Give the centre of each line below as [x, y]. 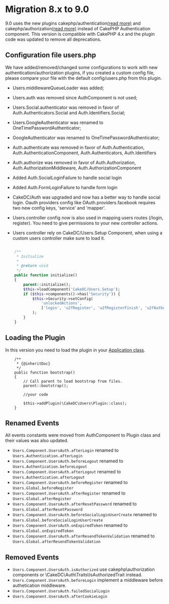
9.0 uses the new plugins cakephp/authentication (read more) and [73, 23]
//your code [36, 394]
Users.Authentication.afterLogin [48, 456]
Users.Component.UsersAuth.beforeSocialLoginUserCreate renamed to [85, 515]
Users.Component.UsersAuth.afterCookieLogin [60, 597]
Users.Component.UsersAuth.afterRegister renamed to [69, 493]
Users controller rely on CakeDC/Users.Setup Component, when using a [87, 232]
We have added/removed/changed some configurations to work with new [81, 67]
